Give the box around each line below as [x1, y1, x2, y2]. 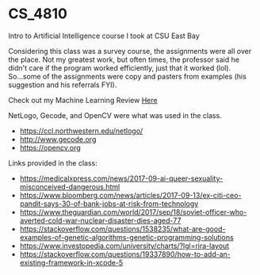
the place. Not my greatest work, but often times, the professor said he [8, 55, 240, 64]
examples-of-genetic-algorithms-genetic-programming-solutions [19, 232, 234, 242]
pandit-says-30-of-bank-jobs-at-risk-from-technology [19, 199, 199, 208]
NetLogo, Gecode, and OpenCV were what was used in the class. [8, 110, 222, 120]
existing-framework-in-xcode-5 [19, 258, 124, 267]
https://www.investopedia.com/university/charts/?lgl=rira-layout [19, 241, 230, 250]
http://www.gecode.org [19, 134, 97, 143]
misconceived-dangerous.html [19, 181, 120, 191]
